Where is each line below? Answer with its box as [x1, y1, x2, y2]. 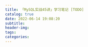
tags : [5, 30, 16, 35]
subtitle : [5, 21, 25, 26]
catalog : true [5, 12, 34, 17]
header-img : [5, 25, 29, 30]
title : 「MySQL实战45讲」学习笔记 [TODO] [5, 7, 84, 12]
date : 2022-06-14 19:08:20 [5, 16, 60, 21]
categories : [5, 35, 29, 40]
